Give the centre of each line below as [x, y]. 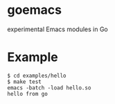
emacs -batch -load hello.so [49, 88]
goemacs [35, 10]
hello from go [28, 94]
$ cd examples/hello [37, 76]
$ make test [24, 82]
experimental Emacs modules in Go [58, 29]
